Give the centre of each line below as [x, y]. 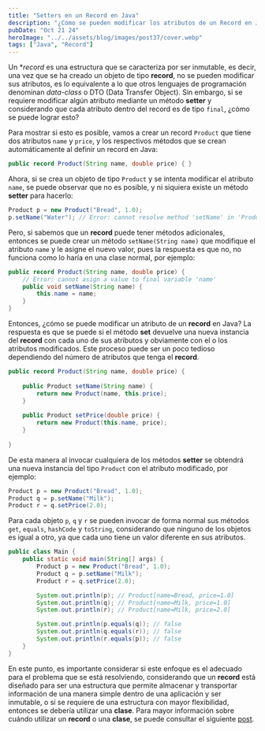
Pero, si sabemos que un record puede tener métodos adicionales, [117, 232]
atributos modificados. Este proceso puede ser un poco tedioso [112, 349]
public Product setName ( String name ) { [88, 386]
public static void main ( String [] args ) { [93, 559]
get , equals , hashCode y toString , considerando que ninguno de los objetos [130, 529]
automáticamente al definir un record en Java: [83, 150]
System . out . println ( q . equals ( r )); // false [109, 632]
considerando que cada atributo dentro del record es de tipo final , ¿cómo [129, 109]
